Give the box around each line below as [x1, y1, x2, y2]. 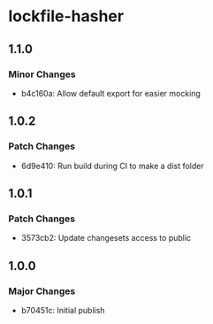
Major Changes [8, 285, 76, 297]
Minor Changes [8, 68, 76, 81]
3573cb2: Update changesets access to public [20, 233, 192, 243]
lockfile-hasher [8, 6, 125, 27]
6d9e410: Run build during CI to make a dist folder [20, 160, 204, 171]
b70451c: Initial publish [20, 305, 105, 315]
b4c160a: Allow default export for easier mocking [20, 88, 201, 98]
